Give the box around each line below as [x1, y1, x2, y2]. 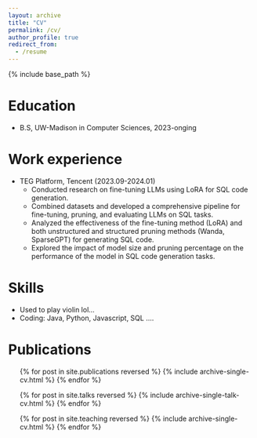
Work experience [8, 151, 123, 169]
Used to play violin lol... [19, 305, 96, 314]
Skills [8, 279, 45, 297]
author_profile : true [8, 33, 79, 42]
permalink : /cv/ [8, 26, 61, 34]
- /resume [15, 48, 47, 56]
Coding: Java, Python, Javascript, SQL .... [19, 313, 154, 323]
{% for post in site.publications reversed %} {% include [19, 367, 198, 376]
